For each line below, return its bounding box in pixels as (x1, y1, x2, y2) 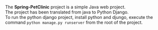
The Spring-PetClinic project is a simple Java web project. (5, 4, 126, 10)
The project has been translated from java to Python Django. (5, 9, 129, 15)
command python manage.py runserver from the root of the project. (5, 19, 143, 25)
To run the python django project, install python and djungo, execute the (5, 15, 153, 20)
